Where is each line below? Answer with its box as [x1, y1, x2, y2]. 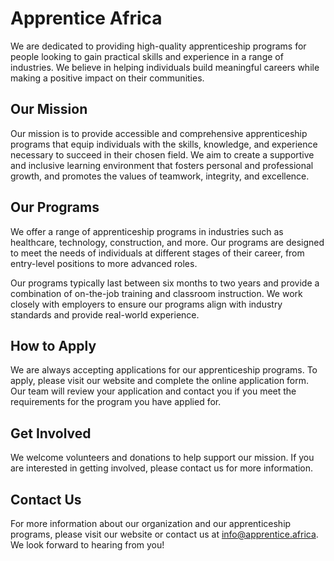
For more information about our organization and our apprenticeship [10, 518, 292, 529]
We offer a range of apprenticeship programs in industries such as [10, 225, 284, 237]
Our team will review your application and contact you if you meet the [10, 385, 297, 397]
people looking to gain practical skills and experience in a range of [10, 50, 284, 62]
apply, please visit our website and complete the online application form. [10, 375, 310, 387]
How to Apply [10, 337, 97, 354]
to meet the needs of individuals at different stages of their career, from [10, 247, 305, 259]
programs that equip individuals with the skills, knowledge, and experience [10, 138, 318, 150]
